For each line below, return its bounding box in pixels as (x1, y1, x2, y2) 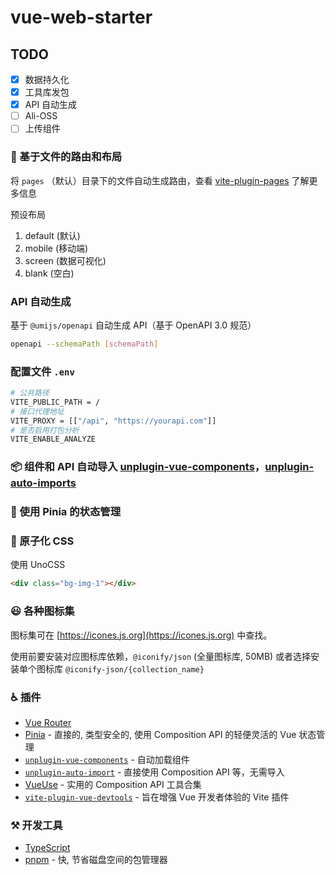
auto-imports (10, 476, 77, 490)
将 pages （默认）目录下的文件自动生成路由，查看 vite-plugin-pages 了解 (10, 174, 310, 186)
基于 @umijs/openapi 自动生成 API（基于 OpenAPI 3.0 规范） (10, 319, 257, 331)
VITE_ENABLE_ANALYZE (10, 434, 97, 445)
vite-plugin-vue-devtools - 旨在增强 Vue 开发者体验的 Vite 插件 (24, 791, 290, 803)
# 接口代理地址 (10, 406, 65, 416)
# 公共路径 (10, 388, 50, 398)
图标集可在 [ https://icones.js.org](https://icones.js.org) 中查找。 (10, 629, 273, 641)
